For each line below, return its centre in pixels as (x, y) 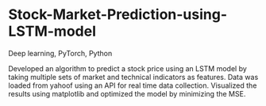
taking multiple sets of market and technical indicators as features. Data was (133, 77)
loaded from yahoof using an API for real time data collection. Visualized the (133, 85)
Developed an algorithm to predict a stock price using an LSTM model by (128, 68)
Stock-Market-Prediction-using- (118, 15)
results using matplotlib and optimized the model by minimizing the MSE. (127, 93)
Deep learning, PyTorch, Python (60, 53)
